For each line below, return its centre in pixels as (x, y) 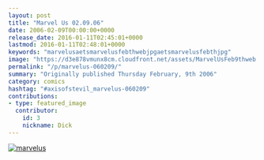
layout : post (30, 15)
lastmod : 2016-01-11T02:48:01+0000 (67, 45)
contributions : (33, 96)
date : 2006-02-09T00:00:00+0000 (61, 30)
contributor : (37, 111)
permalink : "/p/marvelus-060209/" (65, 67)
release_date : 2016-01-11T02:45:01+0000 (76, 37)
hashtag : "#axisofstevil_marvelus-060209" (79, 89)
